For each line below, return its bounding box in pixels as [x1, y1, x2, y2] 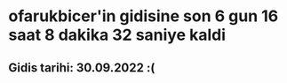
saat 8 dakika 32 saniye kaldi [8, 25, 227, 45]
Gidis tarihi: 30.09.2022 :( [8, 60, 155, 75]
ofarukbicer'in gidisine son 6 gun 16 [8, 6, 279, 26]
